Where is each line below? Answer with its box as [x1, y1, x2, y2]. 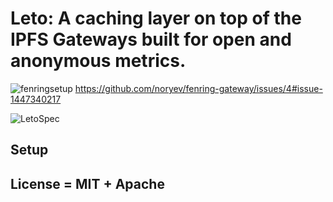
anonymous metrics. [10, 50, 187, 72]
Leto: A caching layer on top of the [10, 7, 302, 30]
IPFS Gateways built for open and [10, 28, 292, 51]
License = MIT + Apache [10, 175, 165, 192]
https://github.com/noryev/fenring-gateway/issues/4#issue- [74, 82, 323, 94]
